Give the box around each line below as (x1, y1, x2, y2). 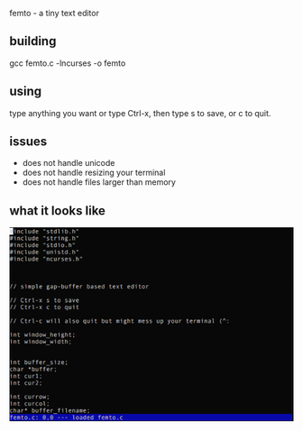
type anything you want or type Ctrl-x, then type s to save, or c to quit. (9, 107, 271, 118)
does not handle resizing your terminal (22, 167, 166, 179)
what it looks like (9, 203, 106, 218)
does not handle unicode (22, 158, 115, 169)
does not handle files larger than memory (22, 177, 176, 188)
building (9, 33, 57, 49)
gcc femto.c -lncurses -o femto (9, 58, 126, 69)
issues (9, 134, 48, 150)
